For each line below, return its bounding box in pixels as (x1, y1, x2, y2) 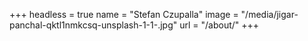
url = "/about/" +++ (179, 19, 260, 31)
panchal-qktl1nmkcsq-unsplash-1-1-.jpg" (9, 19, 178, 31)
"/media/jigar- (240, 9, 299, 20)
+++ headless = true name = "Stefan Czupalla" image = (9, 9, 239, 20)
